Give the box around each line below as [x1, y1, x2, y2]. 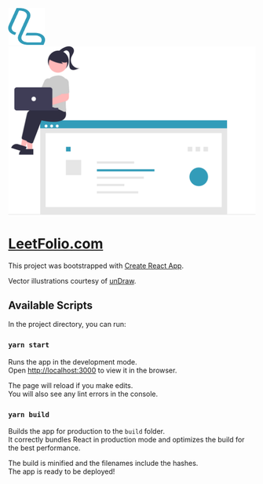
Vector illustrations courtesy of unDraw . [8, 276, 137, 285]
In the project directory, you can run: [8, 320, 126, 329]
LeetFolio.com [8, 235, 104, 252]
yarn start [8, 341, 49, 350]
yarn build [8, 410, 49, 419]
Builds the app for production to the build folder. [8, 426, 166, 435]
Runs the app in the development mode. [8, 357, 137, 366]
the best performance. [8, 443, 81, 453]
